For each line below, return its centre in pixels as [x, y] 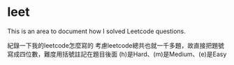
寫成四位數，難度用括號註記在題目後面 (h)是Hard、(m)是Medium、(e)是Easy [117, 54]
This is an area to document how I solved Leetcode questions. [97, 31]
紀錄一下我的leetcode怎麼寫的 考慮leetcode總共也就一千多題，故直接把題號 [116, 45]
